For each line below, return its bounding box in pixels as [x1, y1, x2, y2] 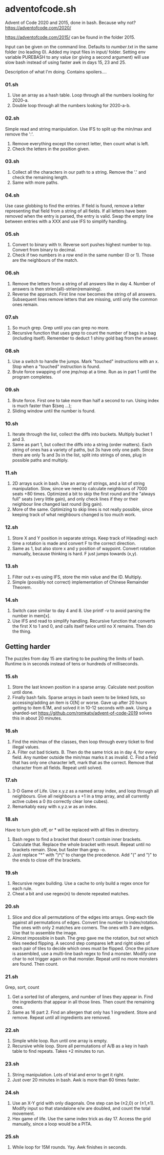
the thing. [12, 629, 32, 634]
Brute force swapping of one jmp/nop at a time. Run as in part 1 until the [12, 369, 157, 375]
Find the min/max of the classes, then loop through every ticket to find [12, 739, 154, 745]
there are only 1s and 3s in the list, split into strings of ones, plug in [12, 452, 146, 458]
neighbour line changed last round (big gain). [12, 501, 103, 507]
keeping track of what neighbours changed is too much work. [12, 512, 136, 518]
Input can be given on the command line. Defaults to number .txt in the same [5, 44, 158, 49]
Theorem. [12, 584, 32, 590]
